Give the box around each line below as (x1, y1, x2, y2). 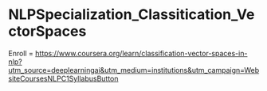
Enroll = (8, 48, 34, 58)
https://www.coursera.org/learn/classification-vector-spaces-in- (35, 48, 248, 58)
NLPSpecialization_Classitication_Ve (8, 6, 255, 24)
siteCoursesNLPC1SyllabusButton (8, 74, 119, 83)
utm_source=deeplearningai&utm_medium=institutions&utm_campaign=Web (8, 65, 260, 74)
